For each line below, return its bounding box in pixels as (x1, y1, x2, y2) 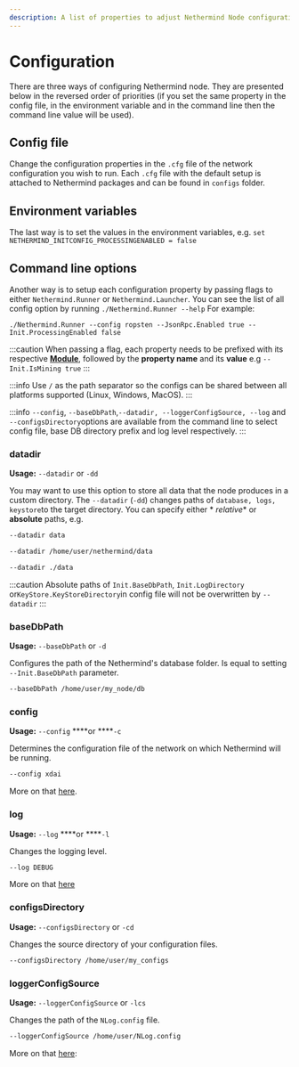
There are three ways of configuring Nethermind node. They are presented (9, 81, 285, 92)
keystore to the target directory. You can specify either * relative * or (9, 504, 257, 515)
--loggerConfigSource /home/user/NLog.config (9, 1031, 181, 1040)
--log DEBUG (9, 863, 53, 872)
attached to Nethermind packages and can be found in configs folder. (9, 177, 265, 188)
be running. (9, 753, 52, 763)
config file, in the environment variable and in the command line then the (9, 100, 276, 110)
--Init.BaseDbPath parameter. (9, 667, 119, 678)
